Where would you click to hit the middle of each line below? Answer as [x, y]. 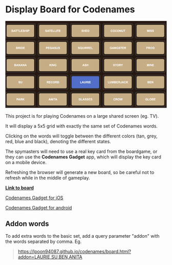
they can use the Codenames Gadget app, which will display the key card [83, 157]
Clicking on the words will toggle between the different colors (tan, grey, [81, 136]
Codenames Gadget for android [39, 207]
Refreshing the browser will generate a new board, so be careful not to [80, 172]
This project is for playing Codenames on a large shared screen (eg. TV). [82, 116]
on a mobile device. [26, 162]
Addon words [27, 224]
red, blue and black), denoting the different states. [58, 141]
